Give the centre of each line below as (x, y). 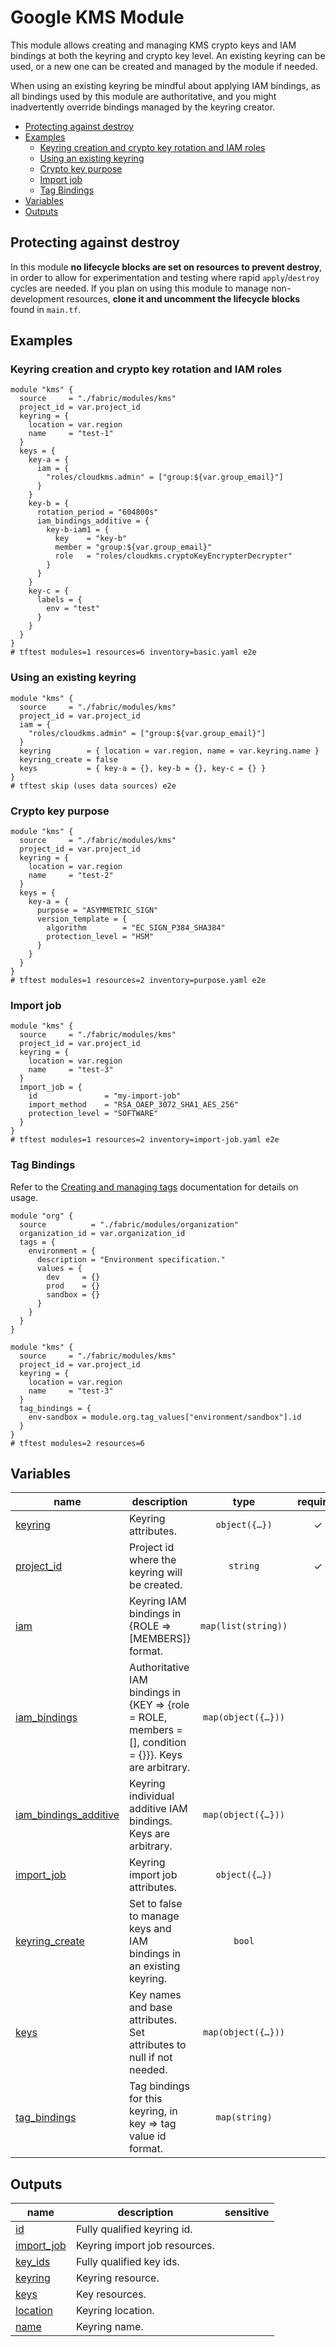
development (37, 298)
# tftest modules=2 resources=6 (77, 1443)
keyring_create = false (68, 759)
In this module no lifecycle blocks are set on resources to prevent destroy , (166, 267)
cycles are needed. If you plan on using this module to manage (139, 288)
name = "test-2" (71, 876)
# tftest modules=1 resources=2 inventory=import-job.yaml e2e (145, 1140)
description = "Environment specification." (131, 1259)
